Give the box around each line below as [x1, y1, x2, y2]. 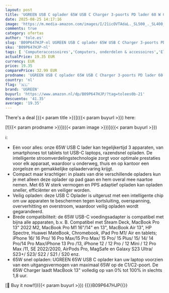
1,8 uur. [12, 272, 28, 279]
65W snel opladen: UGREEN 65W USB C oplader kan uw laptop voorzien [12, 257, 163, 263]
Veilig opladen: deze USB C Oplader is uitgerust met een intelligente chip [12, 192, 163, 199]
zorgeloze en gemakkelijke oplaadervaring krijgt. [12, 166, 114, 172]
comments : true [5, 26, 37, 31]
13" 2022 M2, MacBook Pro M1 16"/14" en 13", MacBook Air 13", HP [12, 225, 152, 231]
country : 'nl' [5, 77, 35, 82]
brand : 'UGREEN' [5, 86, 39, 92]
